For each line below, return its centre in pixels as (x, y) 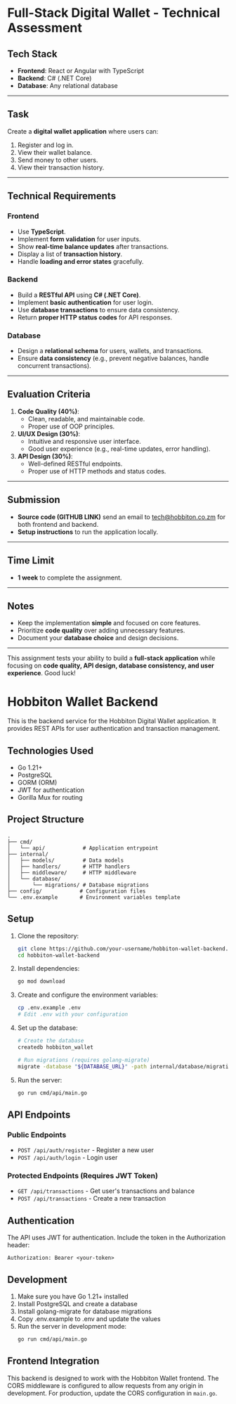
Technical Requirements (62, 196)
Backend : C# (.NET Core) (54, 78)
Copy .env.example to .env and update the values (89, 1319)
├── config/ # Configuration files (77, 891)
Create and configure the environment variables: (87, 995)
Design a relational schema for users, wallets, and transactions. (110, 351)
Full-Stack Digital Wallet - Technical (114, 13)
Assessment (45, 28)
